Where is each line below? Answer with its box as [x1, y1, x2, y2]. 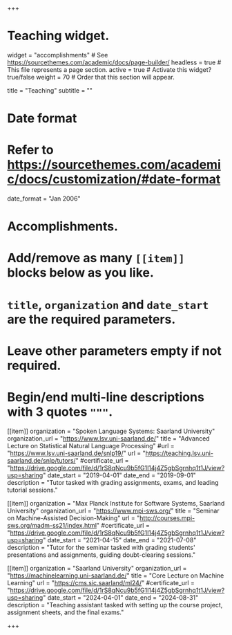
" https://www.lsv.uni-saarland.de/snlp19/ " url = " [7, 449, 146, 457]
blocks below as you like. [7, 265, 154, 281]
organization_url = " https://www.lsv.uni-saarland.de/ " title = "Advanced [7, 434, 210, 443]
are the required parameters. [7, 311, 176, 327]
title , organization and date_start [7, 297, 209, 312]
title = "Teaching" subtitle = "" [7, 86, 93, 94]
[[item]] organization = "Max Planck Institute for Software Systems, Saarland [7, 499, 225, 507]
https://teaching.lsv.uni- [145, 449, 214, 457]
